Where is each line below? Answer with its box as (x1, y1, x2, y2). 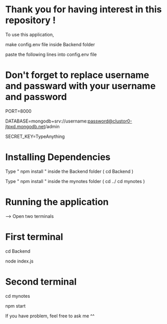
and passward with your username (5, 80, 156, 92)
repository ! (5, 14, 56, 26)
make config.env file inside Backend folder (5, 41, 96, 47)
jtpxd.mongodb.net (5, 123, 45, 129)
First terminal (5, 231, 63, 242)
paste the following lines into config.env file (5, 51, 97, 57)
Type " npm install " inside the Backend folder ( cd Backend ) (5, 168, 134, 174)
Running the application (5, 196, 109, 208)
